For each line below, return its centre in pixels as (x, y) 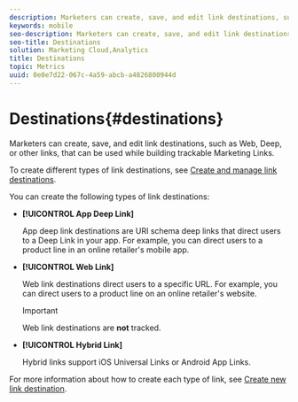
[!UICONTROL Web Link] (68, 267)
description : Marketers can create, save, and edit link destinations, (144, 17)
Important (40, 310)
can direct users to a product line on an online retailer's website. (139, 293)
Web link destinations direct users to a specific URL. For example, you (149, 283)
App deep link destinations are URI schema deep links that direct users (151, 230)
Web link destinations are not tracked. (91, 328)
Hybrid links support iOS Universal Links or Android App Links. (136, 362)
